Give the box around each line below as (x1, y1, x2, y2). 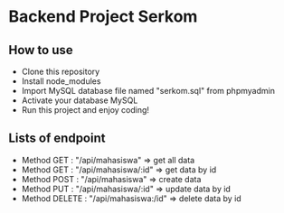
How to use (8, 42, 73, 58)
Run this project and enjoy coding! (21, 105, 150, 115)
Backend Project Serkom (8, 6, 198, 27)
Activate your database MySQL (21, 95, 138, 106)
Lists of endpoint (8, 131, 106, 146)
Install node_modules (21, 76, 101, 87)
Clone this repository (21, 66, 100, 77)
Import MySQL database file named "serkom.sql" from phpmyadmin (21, 86, 275, 96)
